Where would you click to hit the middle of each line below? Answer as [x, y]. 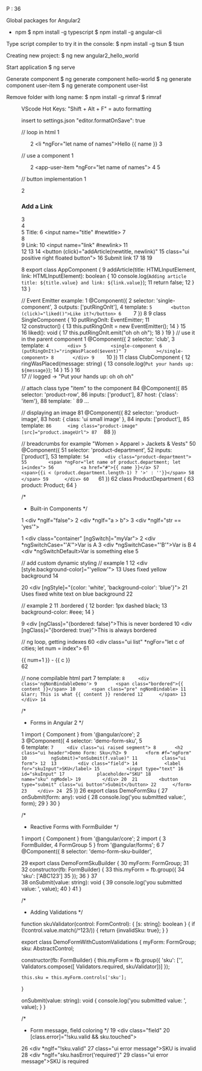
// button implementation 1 [54, 179]
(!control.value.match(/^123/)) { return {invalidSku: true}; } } [95, 930]
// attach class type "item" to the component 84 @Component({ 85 [105, 388]
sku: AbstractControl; [48, 948]
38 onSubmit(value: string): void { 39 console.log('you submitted [102, 883]
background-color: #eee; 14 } [58, 612]
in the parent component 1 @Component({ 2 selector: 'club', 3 [98, 339]
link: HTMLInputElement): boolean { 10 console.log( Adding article [104, 276]
